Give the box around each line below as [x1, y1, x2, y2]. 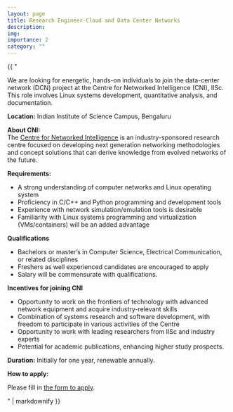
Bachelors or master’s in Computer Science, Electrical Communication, [17, 248, 222, 256]
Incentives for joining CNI [7, 284, 83, 292]
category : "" [7, 43, 46, 50]
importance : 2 [7, 37, 49, 44]
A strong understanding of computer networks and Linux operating [17, 183, 212, 191]
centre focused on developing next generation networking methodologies [7, 141, 220, 149]
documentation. [7, 99, 53, 106]
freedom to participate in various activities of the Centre [17, 320, 180, 328]
